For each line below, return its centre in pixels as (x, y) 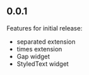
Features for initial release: (44, 28)
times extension (39, 49)
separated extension (46, 42)
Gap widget (33, 56)
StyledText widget (42, 64)
